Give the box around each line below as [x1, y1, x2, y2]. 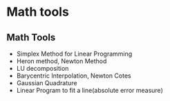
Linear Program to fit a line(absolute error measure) [16, 87, 163, 94]
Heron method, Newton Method [16, 57, 107, 65]
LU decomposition [16, 65, 69, 72]
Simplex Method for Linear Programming [16, 49, 133, 58]
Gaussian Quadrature [16, 79, 77, 87]
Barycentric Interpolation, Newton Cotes [16, 71, 132, 80]
